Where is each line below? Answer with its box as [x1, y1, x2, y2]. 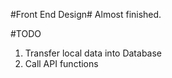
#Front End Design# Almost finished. [10, 9, 162, 20]
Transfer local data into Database [24, 47, 162, 59]
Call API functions [24, 58, 99, 69]
